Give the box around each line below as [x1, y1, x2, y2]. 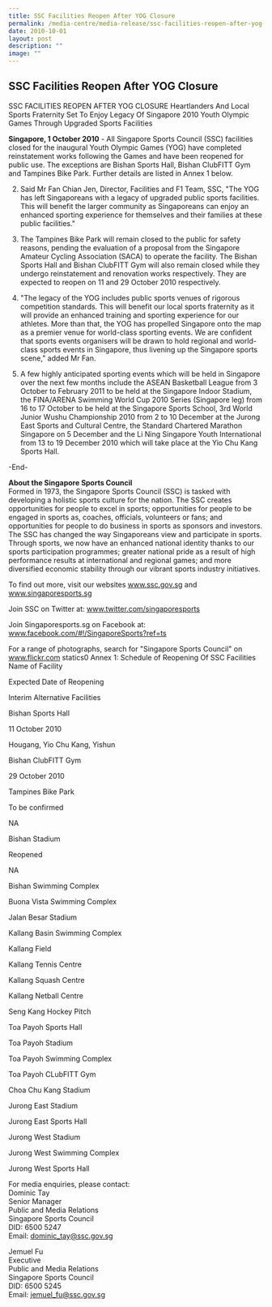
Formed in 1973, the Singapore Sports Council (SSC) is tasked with [8, 486, 231, 496]
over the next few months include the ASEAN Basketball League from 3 [19, 378, 258, 387]
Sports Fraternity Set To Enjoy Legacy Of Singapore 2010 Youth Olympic [8, 109, 249, 119]
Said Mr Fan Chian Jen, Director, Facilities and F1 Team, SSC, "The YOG [19, 184, 260, 194]
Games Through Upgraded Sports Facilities [8, 118, 153, 128]
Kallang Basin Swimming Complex [8, 928, 122, 938]
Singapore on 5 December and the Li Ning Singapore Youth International [19, 429, 261, 438]
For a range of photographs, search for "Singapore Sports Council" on [8, 643, 243, 653]
